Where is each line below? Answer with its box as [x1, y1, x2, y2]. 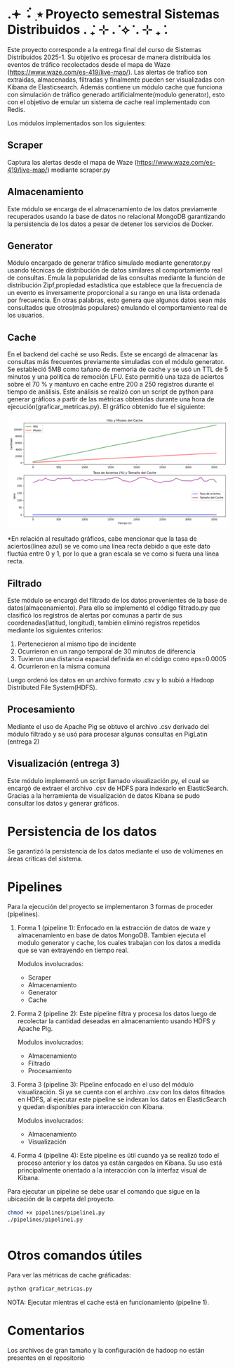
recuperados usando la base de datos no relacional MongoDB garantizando [7, 212, 226, 220]
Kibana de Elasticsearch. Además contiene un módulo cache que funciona [7, 82, 222, 91]
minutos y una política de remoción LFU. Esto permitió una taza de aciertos [7, 373, 224, 381]
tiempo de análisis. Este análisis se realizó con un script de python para [7, 387, 214, 396]
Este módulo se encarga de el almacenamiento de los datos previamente [7, 204, 217, 213]
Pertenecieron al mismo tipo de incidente [17, 639, 137, 648]
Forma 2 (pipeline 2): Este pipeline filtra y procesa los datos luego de [17, 1009, 217, 1018]
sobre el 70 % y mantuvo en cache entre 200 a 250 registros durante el [7, 380, 214, 389]
